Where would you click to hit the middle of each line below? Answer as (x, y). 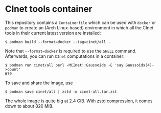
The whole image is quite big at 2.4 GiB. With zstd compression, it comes (79, 101)
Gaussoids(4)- (140, 65)
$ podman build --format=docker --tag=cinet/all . (58, 42)
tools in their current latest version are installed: (53, 33)
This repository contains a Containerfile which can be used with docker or (80, 23)
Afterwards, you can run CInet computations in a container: (65, 56)
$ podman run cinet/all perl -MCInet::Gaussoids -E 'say (64, 65)
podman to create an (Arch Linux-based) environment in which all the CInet (79, 27)
